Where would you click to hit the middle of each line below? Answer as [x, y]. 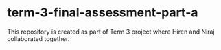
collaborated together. [38, 38]
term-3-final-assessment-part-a [103, 13]
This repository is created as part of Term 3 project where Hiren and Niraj [111, 32]
